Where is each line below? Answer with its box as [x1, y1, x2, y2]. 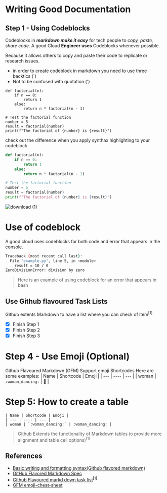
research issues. [5, 58, 40, 64]
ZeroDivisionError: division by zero [5, 268, 85, 273]
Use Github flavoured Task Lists [5, 297, 108, 306]
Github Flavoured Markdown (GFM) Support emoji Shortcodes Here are [5, 367, 154, 374]
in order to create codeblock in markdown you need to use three [12, 68, 147, 74]
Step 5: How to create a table [5, 396, 129, 408]
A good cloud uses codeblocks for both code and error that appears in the [5, 238, 160, 244]
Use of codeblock [5, 222, 81, 233]
